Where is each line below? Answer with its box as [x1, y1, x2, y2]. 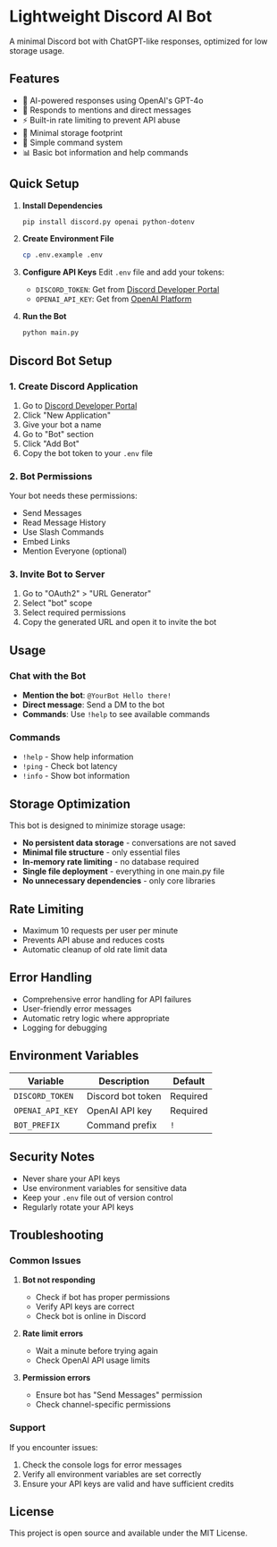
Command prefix [86, 1119, 157, 1131]
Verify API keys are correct [35, 1301, 135, 1312]
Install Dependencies [21, 199, 103, 211]
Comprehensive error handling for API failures [21, 993, 192, 1004]
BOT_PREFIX [13, 1120, 60, 1130]
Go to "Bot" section [21, 428, 94, 439]
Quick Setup [9, 176, 80, 191]
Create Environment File [21, 233, 114, 244]
